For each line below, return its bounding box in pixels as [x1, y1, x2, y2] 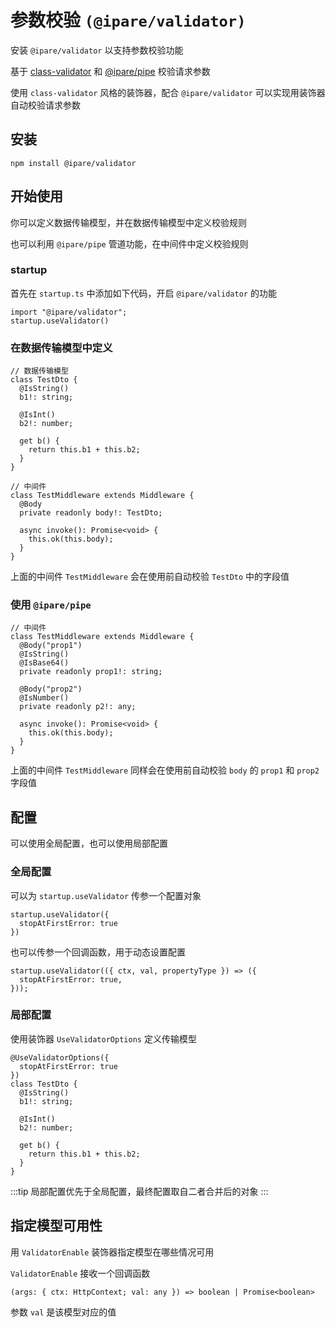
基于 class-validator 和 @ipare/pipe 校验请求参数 [10, 65, 211, 77]
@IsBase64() [19, 658, 70, 668]
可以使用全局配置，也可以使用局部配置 [10, 837, 168, 850]
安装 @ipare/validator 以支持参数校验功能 [10, 44, 184, 56]
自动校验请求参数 [10, 99, 81, 111]
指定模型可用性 [10, 1217, 103, 1235]
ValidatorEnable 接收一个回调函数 [10, 1267, 151, 1279]
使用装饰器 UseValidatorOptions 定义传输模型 [10, 1032, 197, 1045]
